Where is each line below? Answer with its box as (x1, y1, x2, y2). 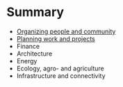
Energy (16, 56, 38, 65)
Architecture (16, 49, 53, 58)
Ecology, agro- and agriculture (16, 64, 105, 72)
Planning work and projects (16, 34, 95, 42)
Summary (6, 4, 64, 20)
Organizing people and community (16, 27, 116, 35)
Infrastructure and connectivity (16, 71, 106, 80)
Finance (16, 42, 40, 50)
